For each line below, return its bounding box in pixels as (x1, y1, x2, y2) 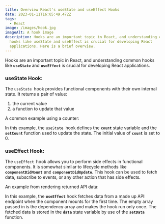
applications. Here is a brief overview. (9, 44, 96, 49)
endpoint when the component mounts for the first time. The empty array (5, 198, 153, 204)
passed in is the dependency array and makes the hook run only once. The (5, 204, 157, 210)
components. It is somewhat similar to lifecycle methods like (5, 164, 127, 170)
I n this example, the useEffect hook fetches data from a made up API (5, 194, 145, 199)
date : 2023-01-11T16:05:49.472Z (5, 12, 71, 17)
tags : (5, 16, 16, 21)
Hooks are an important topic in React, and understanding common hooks (5, 57, 155, 63)
